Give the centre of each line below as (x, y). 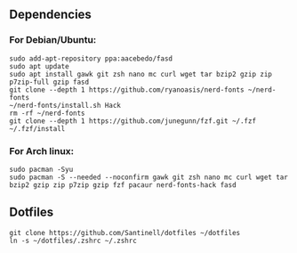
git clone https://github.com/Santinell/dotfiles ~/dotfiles (125, 233)
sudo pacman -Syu (41, 169)
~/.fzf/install (37, 128)
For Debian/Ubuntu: (53, 40)
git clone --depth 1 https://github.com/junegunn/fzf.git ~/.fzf (132, 121)
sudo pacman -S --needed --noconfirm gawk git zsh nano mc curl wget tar (149, 177)
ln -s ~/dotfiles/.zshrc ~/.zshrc (73, 241)
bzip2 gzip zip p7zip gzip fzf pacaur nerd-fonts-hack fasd (123, 185)
